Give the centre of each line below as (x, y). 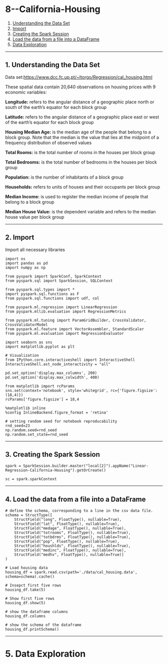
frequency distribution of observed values (48, 143)
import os (15, 259)
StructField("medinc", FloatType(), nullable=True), (70, 551)
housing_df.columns (25, 616)
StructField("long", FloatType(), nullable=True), (68, 520)
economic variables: (26, 92)
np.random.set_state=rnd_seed (37, 434)
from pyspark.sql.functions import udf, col (52, 298)
